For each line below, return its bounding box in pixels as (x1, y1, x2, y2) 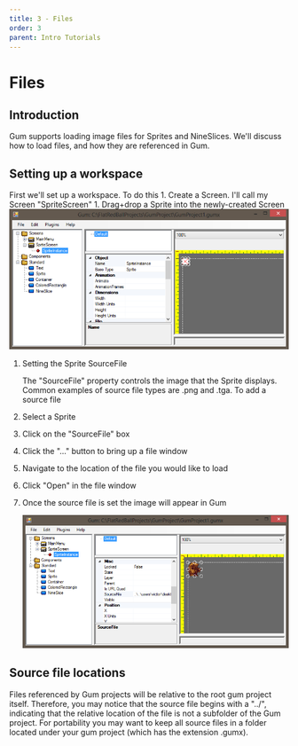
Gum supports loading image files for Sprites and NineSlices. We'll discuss (9, 131, 282, 142)
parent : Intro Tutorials (9, 33, 101, 42)
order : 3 (9, 23, 42, 33)
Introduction (9, 107, 80, 122)
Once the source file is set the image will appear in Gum (21, 497, 227, 507)
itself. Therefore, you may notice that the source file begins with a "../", (9, 698, 267, 709)
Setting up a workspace (9, 166, 144, 181)
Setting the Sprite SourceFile (21, 357, 128, 368)
